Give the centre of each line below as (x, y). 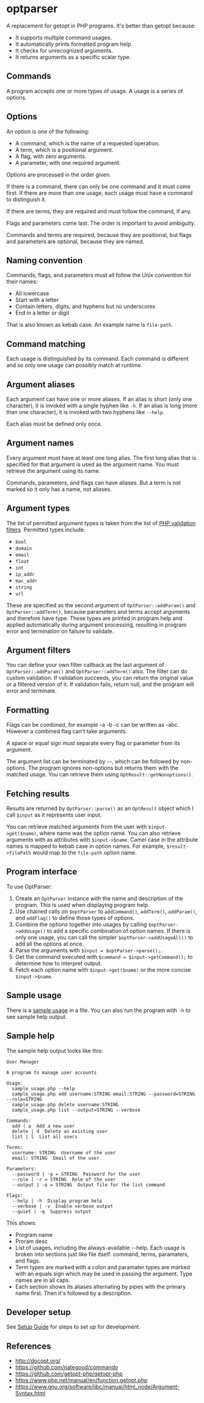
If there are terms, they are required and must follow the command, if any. (99, 211)
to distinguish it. (27, 199)
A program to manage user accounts (52, 1073)
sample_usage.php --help (43, 1088)
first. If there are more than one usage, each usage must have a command (100, 193)
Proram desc (31, 1241)
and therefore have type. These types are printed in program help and (94, 618)
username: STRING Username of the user (64, 1153)
